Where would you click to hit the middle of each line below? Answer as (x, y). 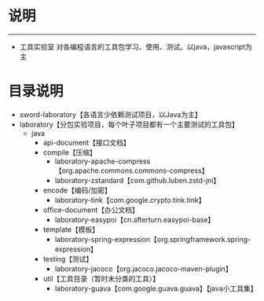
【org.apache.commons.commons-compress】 (132, 171)
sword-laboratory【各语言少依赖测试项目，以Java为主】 (110, 114)
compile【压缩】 (70, 152)
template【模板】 (71, 229)
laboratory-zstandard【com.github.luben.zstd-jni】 (137, 180)
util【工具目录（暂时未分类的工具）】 (101, 278)
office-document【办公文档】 (91, 210)
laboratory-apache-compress (103, 161)
